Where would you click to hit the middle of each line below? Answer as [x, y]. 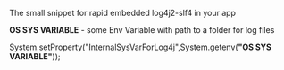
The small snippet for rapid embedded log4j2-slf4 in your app [123, 13]
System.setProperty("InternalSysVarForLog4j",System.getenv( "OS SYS [141, 47]
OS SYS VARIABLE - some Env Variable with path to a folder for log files [142, 30]
